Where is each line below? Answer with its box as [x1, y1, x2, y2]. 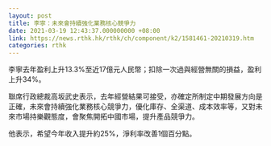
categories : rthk [8, 42, 67, 50]
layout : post [8, 11, 52, 20]
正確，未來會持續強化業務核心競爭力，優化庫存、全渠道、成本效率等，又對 [8, 102, 256, 112]
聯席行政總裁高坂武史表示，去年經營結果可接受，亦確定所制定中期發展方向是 [8, 91, 263, 101]
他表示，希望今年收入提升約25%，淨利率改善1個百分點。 [8, 129, 197, 139]
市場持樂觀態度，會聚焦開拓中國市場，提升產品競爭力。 [15, 112, 199, 121]
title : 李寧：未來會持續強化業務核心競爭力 [8, 19, 136, 27]
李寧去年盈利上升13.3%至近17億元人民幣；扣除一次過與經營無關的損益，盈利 [8, 65, 262, 75]
